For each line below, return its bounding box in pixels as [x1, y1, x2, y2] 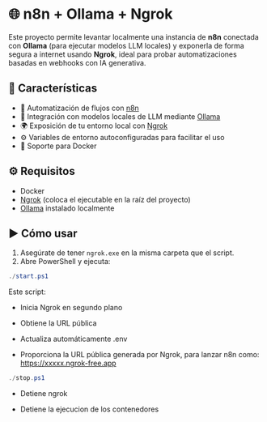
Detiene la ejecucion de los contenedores [19, 404, 159, 414]
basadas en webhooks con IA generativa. [8, 58, 146, 67]
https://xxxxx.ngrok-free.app [19, 358, 117, 369]
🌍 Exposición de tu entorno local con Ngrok [19, 121, 168, 130]
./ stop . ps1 [8, 374, 45, 382]
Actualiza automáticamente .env [19, 334, 128, 344]
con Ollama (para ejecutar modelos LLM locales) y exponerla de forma [8, 40, 244, 50]
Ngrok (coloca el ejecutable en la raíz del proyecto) [19, 194, 192, 204]
